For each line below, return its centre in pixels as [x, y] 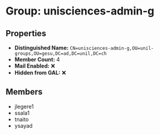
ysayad [23, 125]
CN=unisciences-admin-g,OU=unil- [112, 48]
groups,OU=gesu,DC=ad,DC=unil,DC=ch [60, 54]
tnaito [21, 119]
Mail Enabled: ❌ [35, 66]
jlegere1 [24, 106]
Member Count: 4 [37, 59]
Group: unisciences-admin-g [80, 11]
